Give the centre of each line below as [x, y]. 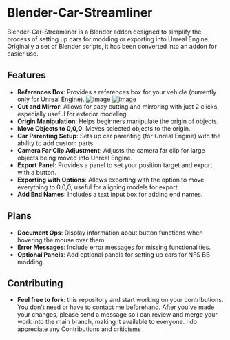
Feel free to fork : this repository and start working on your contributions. [120, 300]
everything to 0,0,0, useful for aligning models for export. [98, 187]
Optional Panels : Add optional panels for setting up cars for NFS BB [113, 254]
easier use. [23, 54]
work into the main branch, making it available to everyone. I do [107, 322]
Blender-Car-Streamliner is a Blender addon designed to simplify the [104, 32]
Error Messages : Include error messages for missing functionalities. [114, 247]
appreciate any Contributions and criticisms [79, 329]
